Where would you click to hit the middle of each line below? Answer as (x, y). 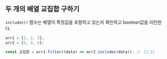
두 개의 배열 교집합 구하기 (43, 9)
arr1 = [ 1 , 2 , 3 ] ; (25, 38)
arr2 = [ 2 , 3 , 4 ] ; (25, 43)
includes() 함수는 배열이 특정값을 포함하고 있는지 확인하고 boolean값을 (77, 22)
